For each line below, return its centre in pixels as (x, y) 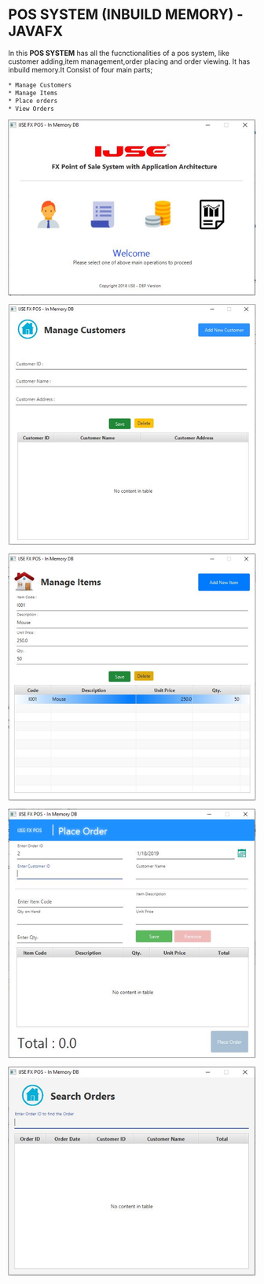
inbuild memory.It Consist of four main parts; (81, 69)
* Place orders (33, 101)
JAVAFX (36, 31)
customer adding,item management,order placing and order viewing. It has (129, 61)
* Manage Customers (40, 85)
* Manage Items (33, 93)
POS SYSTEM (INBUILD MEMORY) (121, 15)
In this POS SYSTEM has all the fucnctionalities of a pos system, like (119, 53)
